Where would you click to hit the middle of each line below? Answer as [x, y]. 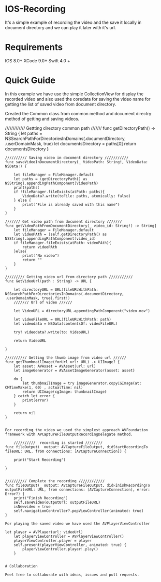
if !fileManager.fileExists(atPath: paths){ [59, 192]
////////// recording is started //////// [58, 443]
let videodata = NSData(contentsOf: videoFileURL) [66, 324]
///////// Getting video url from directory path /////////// [69, 277]
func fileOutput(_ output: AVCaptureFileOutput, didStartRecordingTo [77, 447]
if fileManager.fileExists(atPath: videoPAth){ [62, 243]
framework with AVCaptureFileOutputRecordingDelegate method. [69, 434]
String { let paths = [24, 133]
